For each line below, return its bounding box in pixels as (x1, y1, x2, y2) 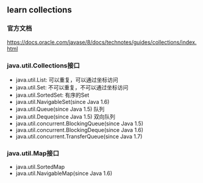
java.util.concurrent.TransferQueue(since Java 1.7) (15, 133, 143, 140)
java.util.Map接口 (7, 149, 60, 157)
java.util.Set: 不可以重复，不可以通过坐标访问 (15, 83, 129, 91)
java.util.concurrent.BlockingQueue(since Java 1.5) (15, 120, 144, 127)
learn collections (7, 5, 72, 15)
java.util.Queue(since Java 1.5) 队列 (15, 105, 105, 112)
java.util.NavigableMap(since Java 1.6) (15, 170, 112, 177)
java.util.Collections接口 (7, 61, 80, 69)
